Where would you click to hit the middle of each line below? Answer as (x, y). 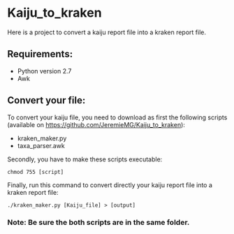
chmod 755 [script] (36, 172)
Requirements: (40, 54)
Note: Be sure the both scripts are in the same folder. (98, 223)
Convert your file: (46, 100)
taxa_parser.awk (41, 145)
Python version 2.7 (44, 71)
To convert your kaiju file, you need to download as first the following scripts (117, 117)
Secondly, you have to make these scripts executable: (85, 159)
